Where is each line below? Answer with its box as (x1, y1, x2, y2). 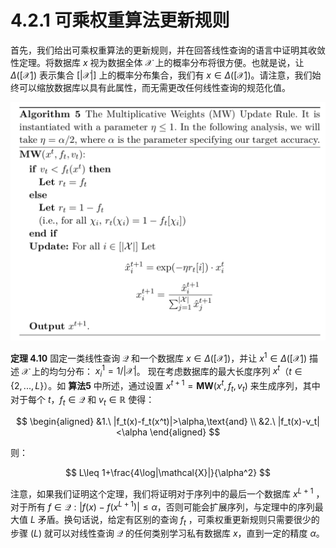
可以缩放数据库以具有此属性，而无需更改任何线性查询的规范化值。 (18, 81, 291, 93)
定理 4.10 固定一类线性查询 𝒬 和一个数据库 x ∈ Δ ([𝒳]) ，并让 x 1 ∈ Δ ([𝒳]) (10, 350, 308, 364)
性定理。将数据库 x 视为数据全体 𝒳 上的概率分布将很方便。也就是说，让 (10, 56, 305, 68)
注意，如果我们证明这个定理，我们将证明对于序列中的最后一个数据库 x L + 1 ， (10, 486, 325, 500)
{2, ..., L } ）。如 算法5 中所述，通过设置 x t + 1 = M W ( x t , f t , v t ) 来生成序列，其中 (10, 378, 321, 394)
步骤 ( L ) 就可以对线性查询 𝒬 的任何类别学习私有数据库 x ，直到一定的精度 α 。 (10, 527, 325, 540)
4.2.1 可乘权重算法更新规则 (10, 9, 230, 32)
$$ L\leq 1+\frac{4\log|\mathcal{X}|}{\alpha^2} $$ (64, 467, 272, 479)
